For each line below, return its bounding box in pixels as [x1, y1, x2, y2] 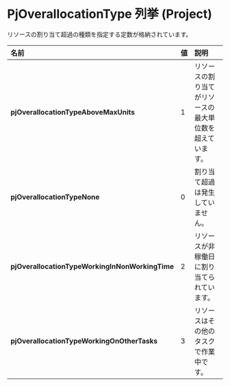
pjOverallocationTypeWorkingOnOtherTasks [10, 336, 158, 346]
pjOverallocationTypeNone [10, 192, 100, 202]
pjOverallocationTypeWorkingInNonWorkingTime [10, 261, 175, 271]
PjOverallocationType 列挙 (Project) [7, 6, 212, 22]
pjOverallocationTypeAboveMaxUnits [10, 107, 136, 117]
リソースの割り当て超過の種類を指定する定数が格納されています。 [7, 30, 192, 38]
